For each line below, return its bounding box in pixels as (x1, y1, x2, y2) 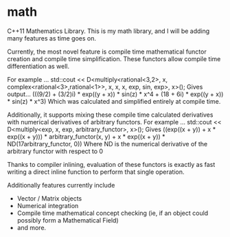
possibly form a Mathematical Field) (16, 216, 119, 224)
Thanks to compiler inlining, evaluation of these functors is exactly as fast (7, 160, 216, 168)
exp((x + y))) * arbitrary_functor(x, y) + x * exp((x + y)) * (7, 132, 166, 141)
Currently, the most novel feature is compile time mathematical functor (7, 47, 207, 56)
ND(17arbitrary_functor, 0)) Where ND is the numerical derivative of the (7, 139, 208, 148)
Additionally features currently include (7, 181, 115, 189)
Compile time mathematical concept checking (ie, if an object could (16, 209, 209, 217)
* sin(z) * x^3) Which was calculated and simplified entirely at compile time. (7, 97, 221, 105)
